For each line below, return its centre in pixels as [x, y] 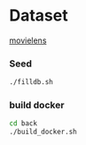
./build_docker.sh [43, 132]
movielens [28, 40]
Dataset [39, 16]
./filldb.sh [31, 82]
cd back [23, 124]
